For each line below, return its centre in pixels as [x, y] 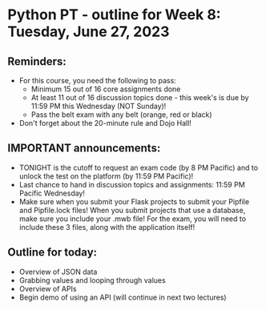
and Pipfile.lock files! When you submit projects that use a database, [132, 210]
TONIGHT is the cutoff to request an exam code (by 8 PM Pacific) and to [138, 167]
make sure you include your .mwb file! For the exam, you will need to [132, 219]
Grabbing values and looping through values [92, 280]
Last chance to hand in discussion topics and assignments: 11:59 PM [132, 184]
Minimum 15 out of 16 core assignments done [106, 89]
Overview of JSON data [58, 272]
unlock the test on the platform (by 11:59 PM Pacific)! [106, 176]
